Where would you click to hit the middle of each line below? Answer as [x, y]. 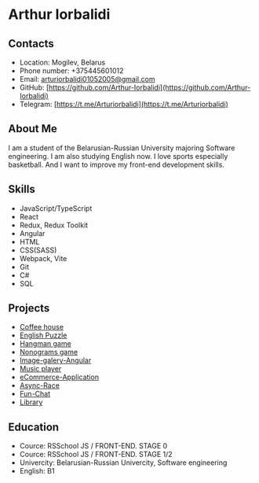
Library [31, 402]
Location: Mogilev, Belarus [62, 62]
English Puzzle [43, 335]
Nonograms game [49, 352]
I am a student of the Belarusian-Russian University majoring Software [122, 148]
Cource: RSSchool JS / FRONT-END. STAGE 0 [93, 446]
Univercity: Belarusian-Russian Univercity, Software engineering [123, 463]
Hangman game [46, 344]
